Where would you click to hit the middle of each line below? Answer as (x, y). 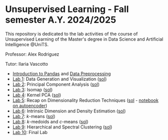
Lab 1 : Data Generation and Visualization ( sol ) (60, 79)
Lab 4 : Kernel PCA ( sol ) (37, 95)
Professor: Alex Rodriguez (32, 54)
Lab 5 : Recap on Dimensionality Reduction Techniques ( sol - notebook (86, 100)
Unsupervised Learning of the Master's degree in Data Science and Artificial (84, 39)
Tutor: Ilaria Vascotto (27, 64)
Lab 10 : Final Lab (30, 132)
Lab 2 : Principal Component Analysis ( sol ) (56, 84)
